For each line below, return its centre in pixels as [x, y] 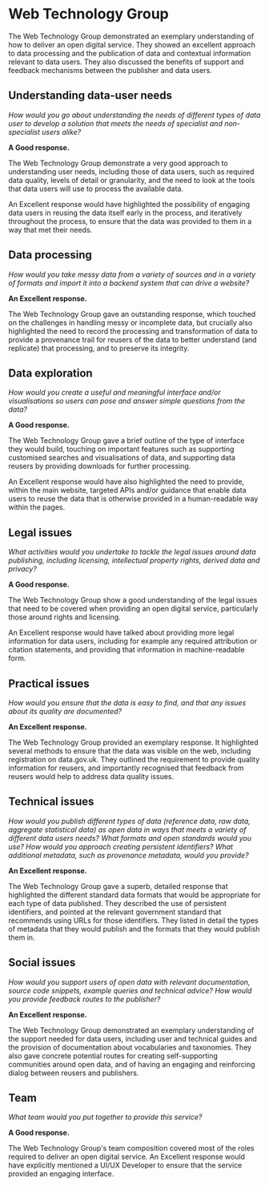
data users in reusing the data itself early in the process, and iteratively [125, 213]
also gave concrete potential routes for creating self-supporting [113, 1055]
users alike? [61, 132]
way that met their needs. [50, 229]
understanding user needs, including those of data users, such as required [131, 171]
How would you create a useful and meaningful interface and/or [115, 392]
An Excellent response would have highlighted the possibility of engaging [129, 204]
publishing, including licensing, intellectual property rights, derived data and [134, 561]
